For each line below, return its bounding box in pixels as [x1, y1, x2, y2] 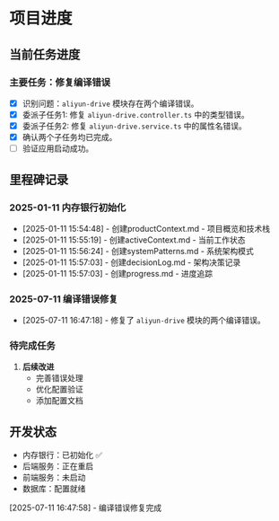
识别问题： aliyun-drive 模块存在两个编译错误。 [22, 98, 199, 109]
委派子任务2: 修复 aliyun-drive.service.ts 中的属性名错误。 [22, 120, 247, 131]
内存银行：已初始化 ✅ [22, 450, 103, 461]
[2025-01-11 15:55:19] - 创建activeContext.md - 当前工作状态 [22, 234, 246, 245]
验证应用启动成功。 [22, 143, 94, 154]
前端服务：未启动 [22, 472, 86, 483]
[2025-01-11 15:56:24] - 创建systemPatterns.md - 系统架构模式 [22, 245, 254, 256]
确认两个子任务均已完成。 [22, 132, 118, 143]
